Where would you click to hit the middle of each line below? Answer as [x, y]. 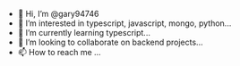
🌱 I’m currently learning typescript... [84, 33]
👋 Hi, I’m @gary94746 [58, 14]
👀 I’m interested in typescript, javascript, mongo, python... [124, 23]
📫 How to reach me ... [59, 52]
